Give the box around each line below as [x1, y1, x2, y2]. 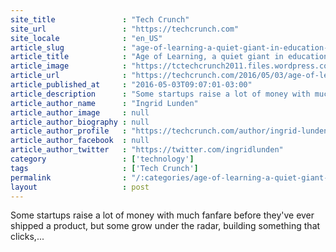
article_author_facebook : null [10, 136, 150, 146]
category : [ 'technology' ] [10, 154, 195, 164]
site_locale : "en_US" [10, 33, 163, 43]
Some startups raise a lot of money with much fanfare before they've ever [10, 209, 315, 221]
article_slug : [10, 42, 128, 53]
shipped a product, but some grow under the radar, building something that [10, 220, 321, 232]
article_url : [10, 71, 128, 81]
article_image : [10, 61, 128, 71]
